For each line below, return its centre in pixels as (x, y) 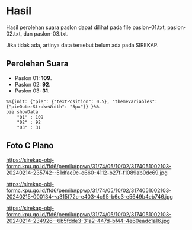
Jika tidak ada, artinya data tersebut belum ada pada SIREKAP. (82, 45)
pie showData (22, 112)
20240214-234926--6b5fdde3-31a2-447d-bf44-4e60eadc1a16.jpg (88, 221)
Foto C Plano (30, 146)
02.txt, (14, 33)
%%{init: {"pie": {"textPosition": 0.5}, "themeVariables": (82, 101)
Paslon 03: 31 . (32, 91)
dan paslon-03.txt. (46, 33)
